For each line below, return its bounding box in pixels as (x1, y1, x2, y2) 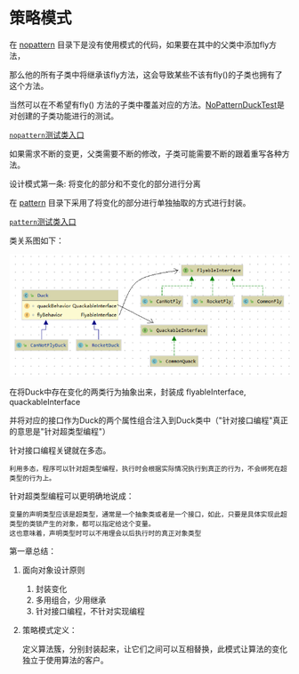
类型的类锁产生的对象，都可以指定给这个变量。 (9, 519, 156, 528)
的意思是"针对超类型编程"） (9, 426, 111, 436)
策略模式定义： (21, 624, 77, 635)
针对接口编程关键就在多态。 (9, 444, 111, 455)
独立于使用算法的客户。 (21, 654, 109, 665)
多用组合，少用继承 (35, 594, 107, 605)
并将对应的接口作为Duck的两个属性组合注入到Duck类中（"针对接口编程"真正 (9, 415, 289, 426)
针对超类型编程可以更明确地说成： (9, 491, 134, 501)
